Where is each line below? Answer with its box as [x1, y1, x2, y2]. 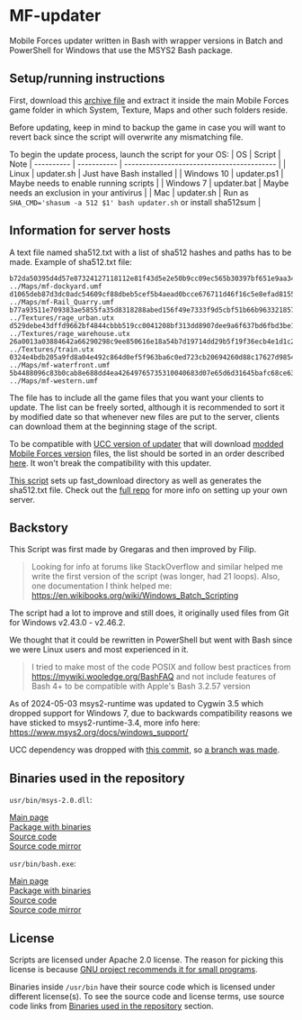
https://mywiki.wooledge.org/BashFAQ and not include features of [31, 671, 277, 682]
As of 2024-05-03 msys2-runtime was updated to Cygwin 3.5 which [9, 698, 263, 709]
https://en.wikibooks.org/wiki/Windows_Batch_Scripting [31, 590, 239, 601]
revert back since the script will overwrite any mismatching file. [9, 132, 244, 142]
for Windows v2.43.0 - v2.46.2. [9, 617, 126, 628]
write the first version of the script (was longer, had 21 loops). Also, [31, 571, 280, 582]
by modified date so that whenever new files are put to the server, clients [9, 411, 280, 422]
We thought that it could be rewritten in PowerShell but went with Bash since [9, 634, 293, 645]
